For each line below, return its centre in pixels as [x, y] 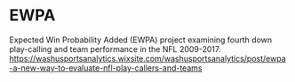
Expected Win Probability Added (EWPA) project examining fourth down [141, 40]
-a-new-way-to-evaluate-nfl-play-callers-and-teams [106, 68]
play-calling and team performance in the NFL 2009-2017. [115, 48]
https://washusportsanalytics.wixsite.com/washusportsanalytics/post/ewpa [147, 58]
